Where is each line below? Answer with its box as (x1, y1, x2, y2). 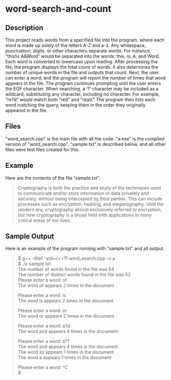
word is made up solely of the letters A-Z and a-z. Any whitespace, (5, 42, 146, 48)
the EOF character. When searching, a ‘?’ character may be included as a (5, 86, 159, 92)
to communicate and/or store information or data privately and (17, 190, 149, 196)
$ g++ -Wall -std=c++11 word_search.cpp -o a (17, 256, 115, 262)
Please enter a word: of (17, 277, 67, 283)
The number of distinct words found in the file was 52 (17, 271, 131, 278)
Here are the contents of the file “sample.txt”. (5, 174, 101, 181)
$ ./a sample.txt (17, 261, 51, 267)
